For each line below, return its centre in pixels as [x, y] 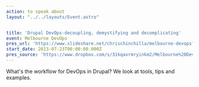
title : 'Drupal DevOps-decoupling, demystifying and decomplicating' [94, 33]
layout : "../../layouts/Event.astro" [53, 17]
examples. [19, 78]
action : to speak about [36, 11]
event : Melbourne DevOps [37, 38]
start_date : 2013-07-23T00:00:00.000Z [54, 49]
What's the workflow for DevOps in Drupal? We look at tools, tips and [90, 71]
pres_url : [18, 44]
